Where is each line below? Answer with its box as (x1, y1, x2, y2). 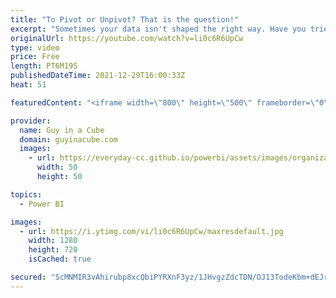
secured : (10, 272, 47, 282)
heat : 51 (10, 80, 47, 90)
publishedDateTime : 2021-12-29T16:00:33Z (10, 71, 186, 81)
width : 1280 (28, 236, 78, 246)
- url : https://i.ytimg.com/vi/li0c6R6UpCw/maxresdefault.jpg (19, 226, 284, 236)
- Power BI (19, 199, 65, 209)
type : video (10, 42, 60, 53)
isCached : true (28, 254, 92, 265)
